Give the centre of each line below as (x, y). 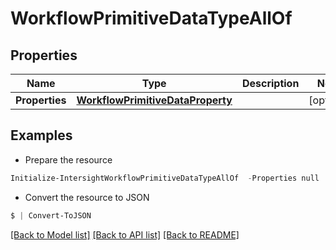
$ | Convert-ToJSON (51, 215)
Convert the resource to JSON (87, 197)
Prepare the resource (68, 159)
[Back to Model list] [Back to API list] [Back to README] (125, 234)
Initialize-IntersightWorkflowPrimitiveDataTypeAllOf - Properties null (165, 178)
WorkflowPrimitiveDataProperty (154, 100)
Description (270, 83)
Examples (41, 135)
